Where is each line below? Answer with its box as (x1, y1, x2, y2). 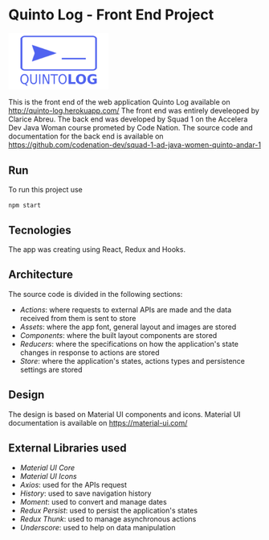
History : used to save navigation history (19, 488, 152, 498)
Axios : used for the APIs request (19, 480, 127, 489)
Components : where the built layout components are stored (19, 330, 218, 340)
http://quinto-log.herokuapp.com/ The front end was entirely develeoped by (8, 106, 259, 116)
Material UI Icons (19, 471, 78, 480)
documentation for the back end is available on (8, 131, 164, 142)
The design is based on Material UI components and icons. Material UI (8, 409, 241, 419)
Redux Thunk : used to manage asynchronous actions (19, 513, 197, 524)
